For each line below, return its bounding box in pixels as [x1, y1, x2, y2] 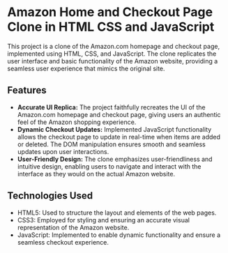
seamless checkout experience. [17, 238, 109, 246]
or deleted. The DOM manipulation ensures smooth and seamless [17, 140, 206, 148]
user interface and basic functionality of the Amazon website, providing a [7, 56, 218, 65]
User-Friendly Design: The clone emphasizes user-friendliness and [17, 155, 213, 163]
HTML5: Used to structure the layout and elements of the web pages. [17, 208, 217, 217]
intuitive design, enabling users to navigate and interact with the [17, 162, 202, 171]
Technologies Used [7, 190, 93, 202]
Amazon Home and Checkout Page [7, 4, 213, 20]
